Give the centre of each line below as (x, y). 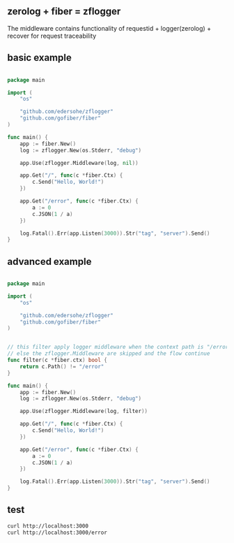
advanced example (49, 261)
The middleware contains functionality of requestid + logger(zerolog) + (109, 28)
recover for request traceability (52, 36)
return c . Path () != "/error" (62, 366)
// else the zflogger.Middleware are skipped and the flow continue (109, 354)
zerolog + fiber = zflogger (64, 12)
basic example (39, 58)
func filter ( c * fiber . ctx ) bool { (57, 360)
